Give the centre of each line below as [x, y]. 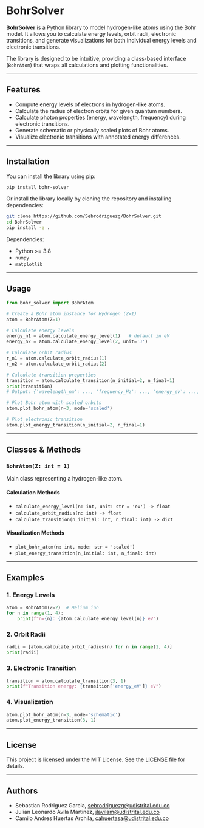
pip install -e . [28, 228]
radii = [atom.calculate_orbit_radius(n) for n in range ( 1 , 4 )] [89, 647]
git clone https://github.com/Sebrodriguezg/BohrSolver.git [84, 216]
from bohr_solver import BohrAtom [50, 303]
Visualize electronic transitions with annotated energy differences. [98, 137]
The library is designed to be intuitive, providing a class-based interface [96, 58]
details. [15, 766]
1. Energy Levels [31, 595]
